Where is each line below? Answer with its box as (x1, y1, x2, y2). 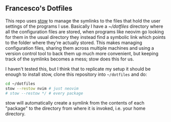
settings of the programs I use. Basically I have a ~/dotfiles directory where (5, 23, 163, 29)
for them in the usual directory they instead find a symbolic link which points (5, 34, 166, 40)
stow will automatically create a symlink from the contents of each (5, 100, 144, 106)
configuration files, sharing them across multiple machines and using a (5, 45, 154, 51)
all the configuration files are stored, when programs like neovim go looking (5, 28, 164, 35)
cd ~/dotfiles (5, 81, 36, 86)
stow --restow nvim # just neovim (5, 86, 79, 91)
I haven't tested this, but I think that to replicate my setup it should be (5, 66, 151, 72)
